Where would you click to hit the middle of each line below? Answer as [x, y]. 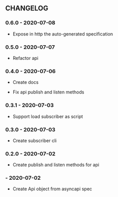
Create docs [26, 82]
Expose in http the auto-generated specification [63, 34]
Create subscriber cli [35, 140]
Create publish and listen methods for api [56, 165]
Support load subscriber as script [48, 116]
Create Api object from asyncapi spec [52, 189]
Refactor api [25, 58]
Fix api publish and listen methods [48, 92]
